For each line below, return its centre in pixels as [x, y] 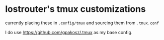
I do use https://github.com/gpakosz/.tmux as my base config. [69, 32]
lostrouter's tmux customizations [76, 9]
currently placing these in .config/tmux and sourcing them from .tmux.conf [82, 23]
